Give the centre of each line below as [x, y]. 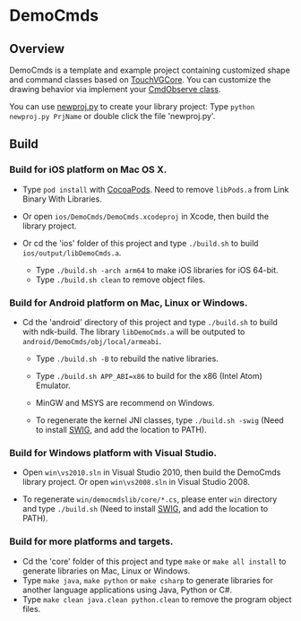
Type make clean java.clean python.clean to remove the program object [157, 599]
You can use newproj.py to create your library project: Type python [132, 107]
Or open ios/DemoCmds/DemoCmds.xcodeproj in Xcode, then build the [146, 216]
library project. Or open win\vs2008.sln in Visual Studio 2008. [136, 482]
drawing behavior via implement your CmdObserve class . [115, 89]
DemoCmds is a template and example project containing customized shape [150, 70]
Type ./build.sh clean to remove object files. [120, 280]
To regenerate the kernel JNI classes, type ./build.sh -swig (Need [159, 420]
